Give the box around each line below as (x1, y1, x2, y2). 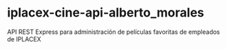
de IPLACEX (7, 35, 41, 43)
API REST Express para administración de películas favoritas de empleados (7, 28, 220, 36)
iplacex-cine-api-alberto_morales (7, 5, 204, 21)
